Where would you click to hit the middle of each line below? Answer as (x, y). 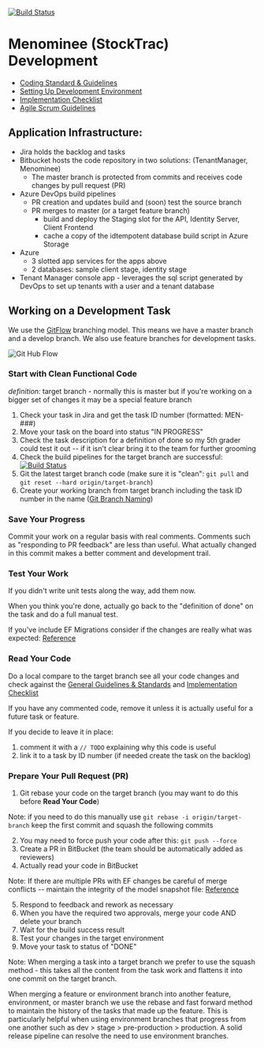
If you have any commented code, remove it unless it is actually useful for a (131, 708)
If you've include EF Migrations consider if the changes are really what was (130, 630)
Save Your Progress (46, 519)
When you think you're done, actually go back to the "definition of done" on (131, 606)
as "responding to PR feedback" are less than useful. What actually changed (132, 545)
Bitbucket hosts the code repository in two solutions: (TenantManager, (134, 160)
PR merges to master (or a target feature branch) (111, 210)
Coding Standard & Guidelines (69, 82)
